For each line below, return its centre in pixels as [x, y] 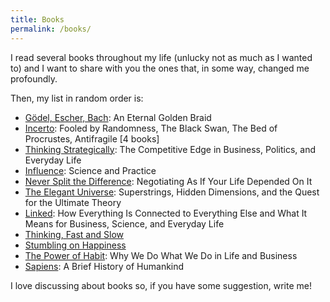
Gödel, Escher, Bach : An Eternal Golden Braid [118, 117]
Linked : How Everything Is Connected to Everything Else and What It [166, 213]
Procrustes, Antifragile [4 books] [92, 138]
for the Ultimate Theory [73, 202]
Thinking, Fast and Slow [74, 234]
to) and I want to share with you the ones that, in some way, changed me [160, 68]
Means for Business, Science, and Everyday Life [124, 223]
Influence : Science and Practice [90, 170]
